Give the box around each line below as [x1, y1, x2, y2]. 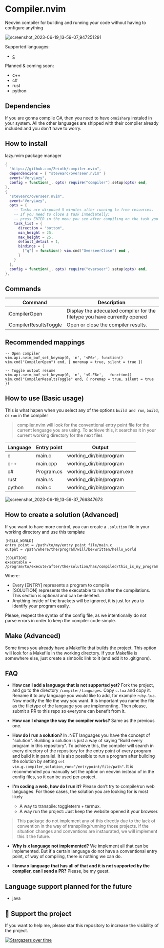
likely [12, 794, 23, 800]
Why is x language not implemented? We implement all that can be [12, 843, 149, 849]
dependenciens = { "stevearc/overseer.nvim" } [9, 171, 106, 176]
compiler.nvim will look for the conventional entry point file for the [17, 422, 149, 428]
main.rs [36, 476, 53, 483]
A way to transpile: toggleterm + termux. [19, 803, 101, 809]
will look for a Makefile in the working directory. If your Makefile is [5, 650, 138, 656]
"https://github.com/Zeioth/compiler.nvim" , [9, 166, 102, 172]
